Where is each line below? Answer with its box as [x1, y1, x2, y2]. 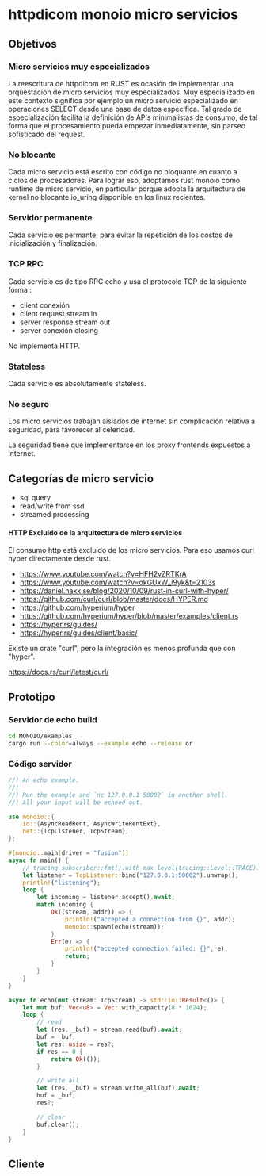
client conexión [19, 300, 70, 310]
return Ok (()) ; [50, 1055, 101, 1063]
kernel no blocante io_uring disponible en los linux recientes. [8, 193, 206, 202]
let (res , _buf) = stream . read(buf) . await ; [36, 1025, 182, 1034]
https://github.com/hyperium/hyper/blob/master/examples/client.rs [19, 611, 239, 621]
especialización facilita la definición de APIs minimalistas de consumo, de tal [8, 113, 258, 122]
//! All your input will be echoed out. [8, 799, 144, 806]
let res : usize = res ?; [36, 1040, 115, 1048]
